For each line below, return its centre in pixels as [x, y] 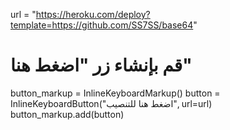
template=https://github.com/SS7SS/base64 [102, 25]
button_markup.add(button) [67, 114]
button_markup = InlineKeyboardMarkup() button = [115, 93]
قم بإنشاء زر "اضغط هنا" [101, 65]
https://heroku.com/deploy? [93, 14]
